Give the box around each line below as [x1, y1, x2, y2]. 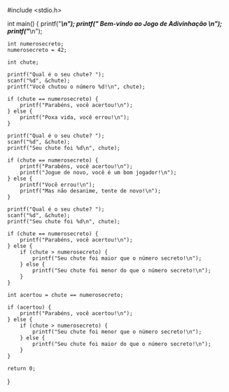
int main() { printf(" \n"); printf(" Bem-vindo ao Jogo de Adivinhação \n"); [7, 20, 223, 27]
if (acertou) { [7, 304, 52, 311]
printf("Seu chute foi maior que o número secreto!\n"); [32, 255, 202, 262]
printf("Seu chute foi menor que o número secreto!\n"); [32, 328, 202, 335]
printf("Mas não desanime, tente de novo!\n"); [20, 188, 161, 195]
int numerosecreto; [7, 41, 64, 48]
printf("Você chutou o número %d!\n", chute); [7, 83, 146, 90]
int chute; [7, 59, 39, 66]
